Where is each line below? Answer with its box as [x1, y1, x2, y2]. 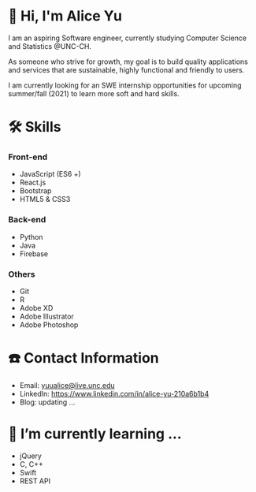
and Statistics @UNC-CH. [8, 41, 92, 50]
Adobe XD [19, 304, 54, 313]
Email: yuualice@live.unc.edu [19, 380, 116, 389]
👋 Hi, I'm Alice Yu [8, 7, 122, 25]
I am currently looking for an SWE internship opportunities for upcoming [8, 80, 242, 90]
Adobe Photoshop [19, 320, 79, 330]
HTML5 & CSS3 [19, 195, 71, 204]
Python [19, 232, 43, 241]
